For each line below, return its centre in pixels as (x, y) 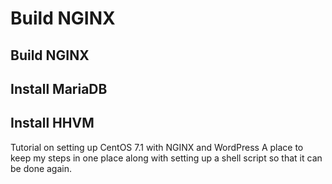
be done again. (41, 168)
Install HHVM (52, 123)
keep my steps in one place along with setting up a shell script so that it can (166, 158)
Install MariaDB (59, 88)
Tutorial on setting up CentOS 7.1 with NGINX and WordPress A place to (157, 147)
